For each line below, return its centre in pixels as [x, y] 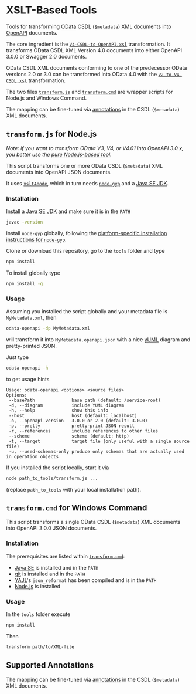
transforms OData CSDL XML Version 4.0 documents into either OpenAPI [94, 50]
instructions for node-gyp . [36, 239]
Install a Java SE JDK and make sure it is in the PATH [68, 211]
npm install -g [25, 283]
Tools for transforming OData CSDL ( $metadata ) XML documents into [89, 26]
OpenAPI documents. [32, 32]
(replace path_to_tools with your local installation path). [74, 489]
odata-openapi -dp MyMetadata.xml [48, 328]
